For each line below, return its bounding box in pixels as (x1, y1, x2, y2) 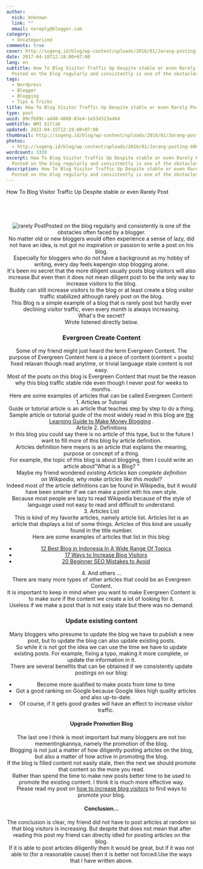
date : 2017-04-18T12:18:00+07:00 (6, 54, 91, 60)
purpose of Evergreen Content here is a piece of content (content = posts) (8, 354, 195, 361)
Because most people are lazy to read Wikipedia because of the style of (11, 495, 192, 502)
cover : (6, 48, 23, 54)
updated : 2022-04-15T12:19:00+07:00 (6, 127, 98, 133)
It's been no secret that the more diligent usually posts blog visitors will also (7, 267, 196, 274)
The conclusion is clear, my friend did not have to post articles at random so (7, 819, 196, 826)
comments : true (6, 43, 45, 49)
